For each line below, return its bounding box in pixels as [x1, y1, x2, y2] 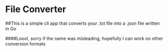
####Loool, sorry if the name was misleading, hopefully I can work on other [5, 35, 163, 41]
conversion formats [5, 40, 46, 46]
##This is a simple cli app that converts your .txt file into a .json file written [5, 20, 160, 26]
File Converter [5, 4, 67, 15]
